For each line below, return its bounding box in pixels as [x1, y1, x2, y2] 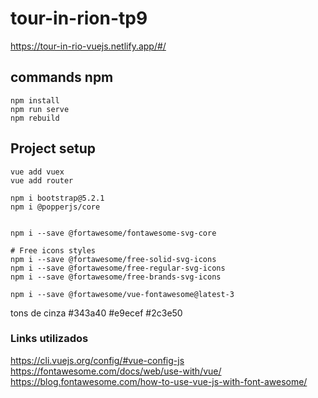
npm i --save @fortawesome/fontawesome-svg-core [10, 228, 217, 238]
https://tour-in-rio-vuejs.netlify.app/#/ [10, 40, 167, 52]
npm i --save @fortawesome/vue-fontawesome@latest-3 [10, 289, 235, 299]
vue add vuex [10, 167, 65, 177]
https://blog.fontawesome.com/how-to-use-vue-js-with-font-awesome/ [10, 375, 308, 387]
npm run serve [10, 104, 70, 114]
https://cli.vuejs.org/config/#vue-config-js [10, 354, 185, 366]
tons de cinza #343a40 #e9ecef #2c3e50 [10, 307, 183, 319]
